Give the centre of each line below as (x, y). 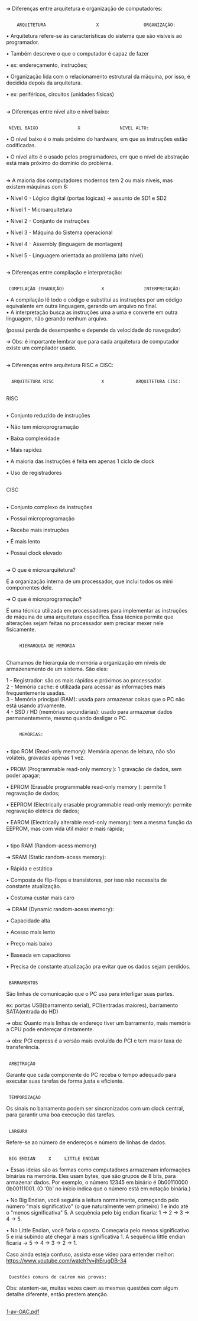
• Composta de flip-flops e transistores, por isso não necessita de (87, 880)
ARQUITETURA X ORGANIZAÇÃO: (96, 25)
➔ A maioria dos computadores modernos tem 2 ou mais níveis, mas (90, 180)
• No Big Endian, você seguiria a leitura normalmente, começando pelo (92, 1200)
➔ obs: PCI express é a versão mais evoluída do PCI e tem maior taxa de (94, 1041)
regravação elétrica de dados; (43, 811)
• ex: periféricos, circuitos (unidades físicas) (60, 95)
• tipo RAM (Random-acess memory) (51, 846)
